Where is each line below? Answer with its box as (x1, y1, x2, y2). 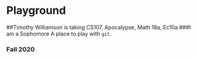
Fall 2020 (6, 45, 35, 53)
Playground (6, 4, 66, 18)
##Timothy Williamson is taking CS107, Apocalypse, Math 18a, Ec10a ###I (6, 24, 191, 31)
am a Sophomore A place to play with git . (6, 30, 112, 37)
